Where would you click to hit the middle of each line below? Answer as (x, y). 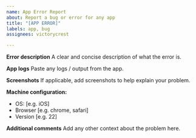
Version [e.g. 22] (36, 117)
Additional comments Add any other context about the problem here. (93, 128)
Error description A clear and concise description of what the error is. (94, 57)
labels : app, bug (28, 29)
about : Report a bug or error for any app (61, 18)
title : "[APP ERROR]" (34, 23)
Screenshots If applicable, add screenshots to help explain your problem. (98, 80)
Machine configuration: (37, 92)
